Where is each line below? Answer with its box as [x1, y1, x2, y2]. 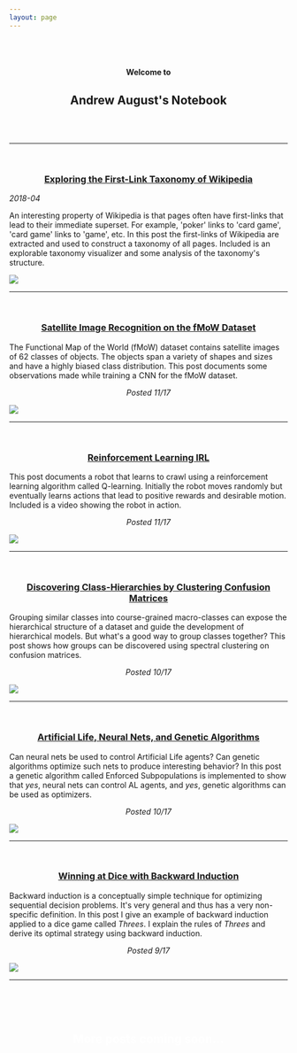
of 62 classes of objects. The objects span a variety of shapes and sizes [9, 351, 273, 361]
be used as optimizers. [9, 789, 93, 800]
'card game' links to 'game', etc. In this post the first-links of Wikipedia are [9, 229, 280, 240]
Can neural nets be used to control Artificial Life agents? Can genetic [9, 751, 261, 762]
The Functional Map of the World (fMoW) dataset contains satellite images [9, 342, 280, 352]
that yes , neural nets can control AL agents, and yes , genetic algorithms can [9, 779, 286, 790]
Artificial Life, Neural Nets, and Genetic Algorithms [37, 732, 260, 744]
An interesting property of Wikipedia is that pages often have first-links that [9, 210, 285, 221]
